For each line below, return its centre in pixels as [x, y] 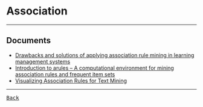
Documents [29, 41]
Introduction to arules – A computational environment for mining [94, 68]
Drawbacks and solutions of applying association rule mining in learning [105, 55]
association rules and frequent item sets [65, 74]
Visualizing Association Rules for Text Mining [71, 81]
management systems [43, 61]
